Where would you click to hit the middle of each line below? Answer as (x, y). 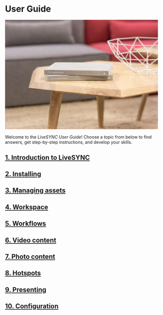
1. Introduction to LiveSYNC (48, 157)
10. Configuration (32, 306)
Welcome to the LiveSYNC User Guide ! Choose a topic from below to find (78, 137)
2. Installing (23, 174)
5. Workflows (25, 224)
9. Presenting (26, 289)
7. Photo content (30, 256)
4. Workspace (27, 207)
